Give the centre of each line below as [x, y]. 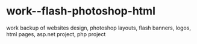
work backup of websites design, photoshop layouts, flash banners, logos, [99, 28]
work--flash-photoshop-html [81, 11]
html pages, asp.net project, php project [56, 34]
